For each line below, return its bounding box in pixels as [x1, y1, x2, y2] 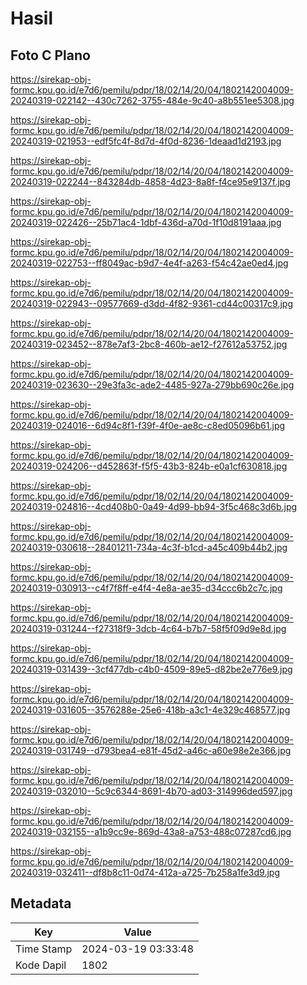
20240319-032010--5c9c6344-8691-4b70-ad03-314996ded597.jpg [10, 785, 293, 797]
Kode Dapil [15, 958, 67, 972]
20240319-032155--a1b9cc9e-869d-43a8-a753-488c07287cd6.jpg [10, 826, 292, 837]
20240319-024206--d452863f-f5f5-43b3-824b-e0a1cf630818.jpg [10, 460, 288, 472]
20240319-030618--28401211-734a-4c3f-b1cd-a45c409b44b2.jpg [10, 542, 288, 553]
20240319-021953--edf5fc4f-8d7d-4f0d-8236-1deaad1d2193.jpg [10, 135, 282, 147]
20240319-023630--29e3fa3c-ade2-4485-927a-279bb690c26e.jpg [10, 379, 295, 391]
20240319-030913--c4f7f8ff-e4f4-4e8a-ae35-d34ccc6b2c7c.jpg [10, 582, 283, 594]
